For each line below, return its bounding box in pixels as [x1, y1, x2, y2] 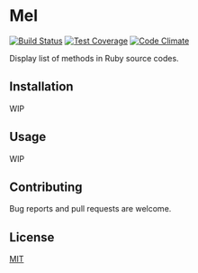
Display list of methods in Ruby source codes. [9, 52, 179, 63]
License [9, 230, 55, 245]
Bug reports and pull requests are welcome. [9, 203, 172, 214]
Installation [9, 79, 74, 95]
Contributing [9, 179, 83, 194]
